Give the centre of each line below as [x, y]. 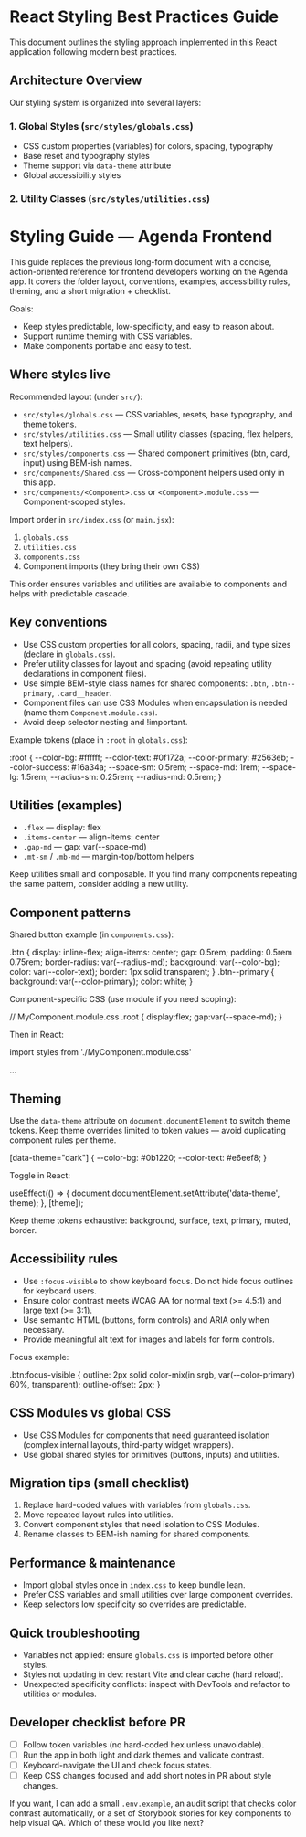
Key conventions [58, 623]
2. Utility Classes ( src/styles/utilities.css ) [110, 198]
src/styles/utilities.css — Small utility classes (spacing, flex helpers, [158, 433]
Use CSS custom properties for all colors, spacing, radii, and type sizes [157, 644]
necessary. [43, 1329]
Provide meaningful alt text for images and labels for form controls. [149, 1339]
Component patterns [70, 912]
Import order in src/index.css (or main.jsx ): [92, 519]
